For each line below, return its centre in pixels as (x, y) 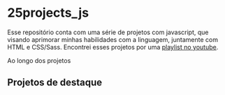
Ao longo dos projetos (39, 60)
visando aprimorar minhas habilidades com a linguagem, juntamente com (113, 39)
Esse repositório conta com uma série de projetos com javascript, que (108, 32)
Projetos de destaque (55, 83)
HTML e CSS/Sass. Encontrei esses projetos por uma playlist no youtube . (113, 47)
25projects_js (48, 13)
